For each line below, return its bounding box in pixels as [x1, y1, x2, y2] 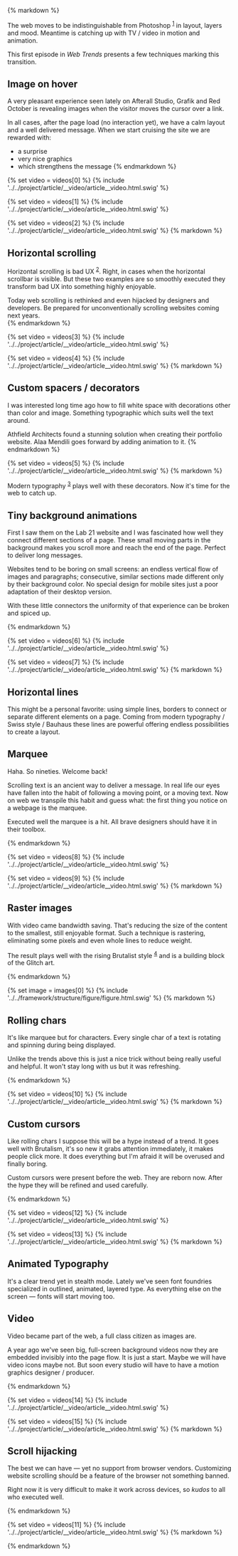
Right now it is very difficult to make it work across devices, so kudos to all [7, 1486, 226, 1494]
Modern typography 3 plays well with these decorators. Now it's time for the [7, 480, 230, 490]
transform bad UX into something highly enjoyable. [7, 282, 156, 290]
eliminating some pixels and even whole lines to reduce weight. [7, 936, 193, 945]
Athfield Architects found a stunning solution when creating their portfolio [7, 430, 222, 438]
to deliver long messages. [7, 551, 83, 559]
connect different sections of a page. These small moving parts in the [7, 536, 211, 545]
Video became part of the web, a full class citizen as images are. [7, 1331, 197, 1340]
